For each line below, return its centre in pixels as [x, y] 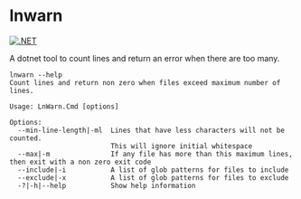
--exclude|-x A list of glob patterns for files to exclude [153, 177]
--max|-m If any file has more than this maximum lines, [155, 154]
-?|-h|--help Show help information [107, 185]
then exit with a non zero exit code [80, 162]
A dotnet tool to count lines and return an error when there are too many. [145, 58]
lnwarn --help [36, 75]
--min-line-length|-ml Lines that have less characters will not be [151, 130]
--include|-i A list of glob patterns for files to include [153, 170]
